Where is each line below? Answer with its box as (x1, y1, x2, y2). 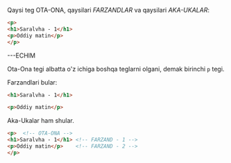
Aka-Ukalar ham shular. (7, 117, 75, 125)
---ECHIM (7, 51, 36, 60)
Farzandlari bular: (7, 78, 58, 86)
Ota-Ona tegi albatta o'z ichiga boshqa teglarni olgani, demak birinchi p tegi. (7, 65, 225, 73)
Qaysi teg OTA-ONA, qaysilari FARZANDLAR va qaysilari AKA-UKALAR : (7, 6, 210, 14)
